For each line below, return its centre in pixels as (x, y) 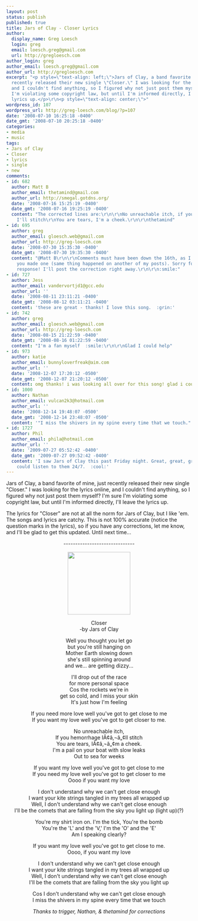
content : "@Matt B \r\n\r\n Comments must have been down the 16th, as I (101, 258)
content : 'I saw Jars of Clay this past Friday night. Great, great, (98, 461)
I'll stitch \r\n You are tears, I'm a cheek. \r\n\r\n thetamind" (96, 220)
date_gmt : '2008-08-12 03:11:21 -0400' (60, 302)
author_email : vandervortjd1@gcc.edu (58, 286)
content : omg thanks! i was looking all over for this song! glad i (97, 384)
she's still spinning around (99, 659)
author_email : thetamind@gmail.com (55, 192)
